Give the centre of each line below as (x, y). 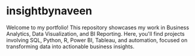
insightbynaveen (49, 11)
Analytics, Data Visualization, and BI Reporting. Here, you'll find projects (96, 33)
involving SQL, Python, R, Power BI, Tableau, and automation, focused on (97, 40)
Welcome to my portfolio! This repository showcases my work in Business (98, 27)
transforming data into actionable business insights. (70, 46)
